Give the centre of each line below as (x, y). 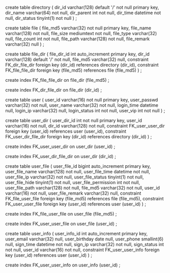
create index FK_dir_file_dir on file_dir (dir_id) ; (54, 90)
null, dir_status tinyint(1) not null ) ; (41, 18)
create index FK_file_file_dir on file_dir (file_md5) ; (57, 80)
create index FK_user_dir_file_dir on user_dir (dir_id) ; (61, 156)
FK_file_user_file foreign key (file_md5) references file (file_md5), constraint (84, 199)
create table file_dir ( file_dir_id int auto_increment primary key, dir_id (77, 54)
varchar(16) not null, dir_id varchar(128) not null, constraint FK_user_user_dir (85, 126)
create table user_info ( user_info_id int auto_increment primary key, (77, 234)
